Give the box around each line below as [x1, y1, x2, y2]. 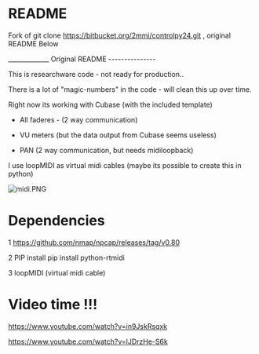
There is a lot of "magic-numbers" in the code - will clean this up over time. [8, 84, 252, 94]
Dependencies [8, 212, 105, 230]
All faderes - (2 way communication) [19, 115, 138, 124]
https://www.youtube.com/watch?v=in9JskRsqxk [8, 321, 167, 330]
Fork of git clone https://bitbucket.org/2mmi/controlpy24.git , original [8, 31, 232, 40]
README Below [8, 38, 59, 48]
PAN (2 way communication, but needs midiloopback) [19, 145, 194, 155]
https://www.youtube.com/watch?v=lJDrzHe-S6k [8, 337, 169, 346]
